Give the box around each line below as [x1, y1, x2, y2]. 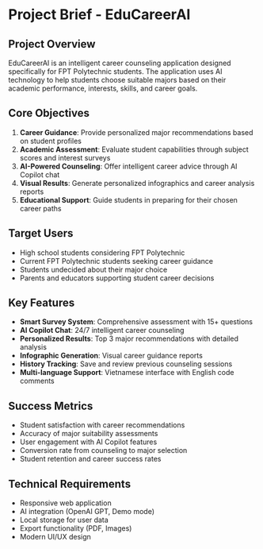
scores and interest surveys [19, 153, 111, 162]
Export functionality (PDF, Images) [19, 524, 132, 533]
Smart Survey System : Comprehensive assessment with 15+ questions [19, 317, 253, 327]
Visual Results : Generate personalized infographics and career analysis [19, 178, 255, 188]
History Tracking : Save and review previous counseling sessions [19, 359, 233, 369]
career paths [19, 203, 62, 213]
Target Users [8, 226, 74, 240]
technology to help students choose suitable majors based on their [8, 75, 227, 84]
